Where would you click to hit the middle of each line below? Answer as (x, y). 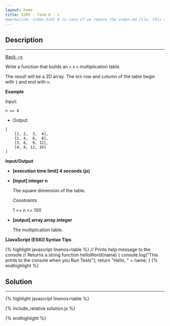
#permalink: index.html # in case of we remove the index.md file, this (83, 19)
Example (15, 92)
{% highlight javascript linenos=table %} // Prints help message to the (78, 249)
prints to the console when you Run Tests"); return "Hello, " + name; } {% (82, 260)
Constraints (25, 200)
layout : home (19, 10)
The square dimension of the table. (49, 191)
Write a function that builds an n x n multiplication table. (63, 67)
